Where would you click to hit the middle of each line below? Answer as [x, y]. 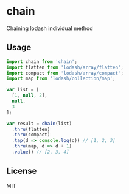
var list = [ [23, 90]
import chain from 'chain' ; [42, 62]
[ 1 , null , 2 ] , [30, 95]
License [22, 171]
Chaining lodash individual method [50, 28]
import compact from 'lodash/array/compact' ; [65, 73]
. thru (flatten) [31, 129]
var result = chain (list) [39, 124]
